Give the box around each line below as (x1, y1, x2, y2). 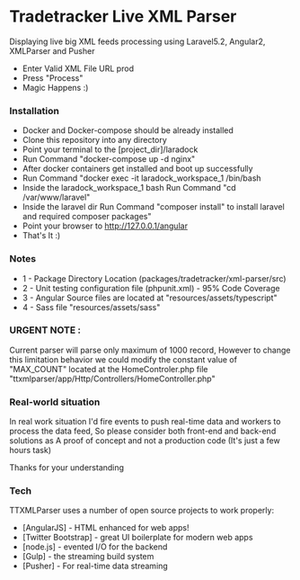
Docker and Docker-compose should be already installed (22, 125, 234, 136)
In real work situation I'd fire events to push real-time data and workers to (9, 416, 281, 427)
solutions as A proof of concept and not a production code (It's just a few (9, 435, 280, 446)
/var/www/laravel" (22, 192, 91, 203)
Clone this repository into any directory (22, 135, 168, 146)
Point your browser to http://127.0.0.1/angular (22, 220, 189, 231)
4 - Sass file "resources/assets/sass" (22, 301, 161, 312)
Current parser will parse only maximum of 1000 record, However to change (9, 344, 291, 355)
